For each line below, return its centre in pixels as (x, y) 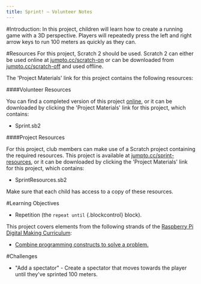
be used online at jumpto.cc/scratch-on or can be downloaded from (90, 60)
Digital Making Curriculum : (39, 233)
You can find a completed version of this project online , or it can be (89, 101)
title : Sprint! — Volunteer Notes (49, 12)
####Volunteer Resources (39, 89)
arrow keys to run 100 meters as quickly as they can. (71, 42)
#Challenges (22, 256)
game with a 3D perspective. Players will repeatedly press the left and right (99, 35)
